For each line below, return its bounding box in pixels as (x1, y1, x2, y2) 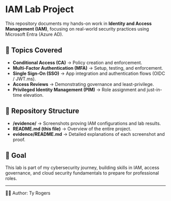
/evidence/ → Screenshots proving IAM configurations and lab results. (12, 120, 161, 126)
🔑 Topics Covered (5, 46, 63, 54)
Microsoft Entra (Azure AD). (5, 31, 64, 37)
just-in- (147, 87, 162, 93)
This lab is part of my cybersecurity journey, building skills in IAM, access (5, 164, 159, 171)
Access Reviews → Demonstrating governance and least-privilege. (12, 81, 154, 87)
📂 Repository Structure (5, 107, 79, 116)
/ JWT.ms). (12, 75, 36, 82)
